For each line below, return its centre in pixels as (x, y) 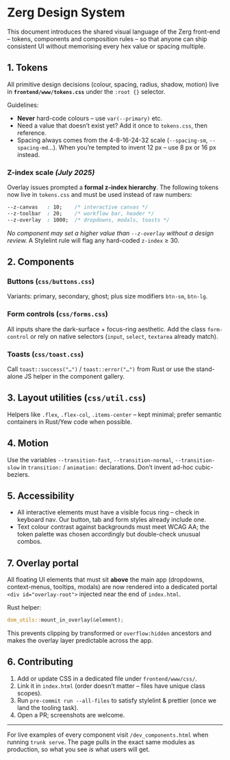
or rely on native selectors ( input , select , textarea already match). (125, 336)
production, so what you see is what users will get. (79, 749)
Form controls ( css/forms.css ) (57, 314)
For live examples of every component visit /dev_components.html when (108, 735)
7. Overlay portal (43, 563)
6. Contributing (40, 662)
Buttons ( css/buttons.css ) (51, 281)
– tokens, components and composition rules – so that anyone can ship (107, 38)
